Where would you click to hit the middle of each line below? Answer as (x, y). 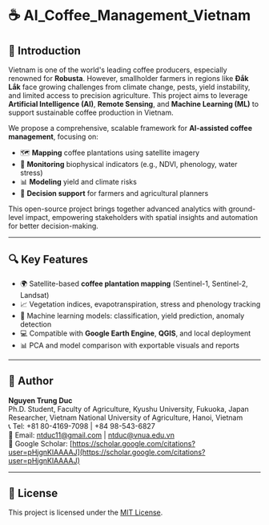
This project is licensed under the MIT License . (86, 513)
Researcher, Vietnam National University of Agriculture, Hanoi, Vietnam (126, 417)
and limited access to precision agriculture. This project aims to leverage (128, 96)
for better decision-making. (53, 226)
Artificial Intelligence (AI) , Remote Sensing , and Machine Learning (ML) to (133, 104)
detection (36, 324)
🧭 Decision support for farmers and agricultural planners (114, 193)
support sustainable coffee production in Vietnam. (91, 112)
